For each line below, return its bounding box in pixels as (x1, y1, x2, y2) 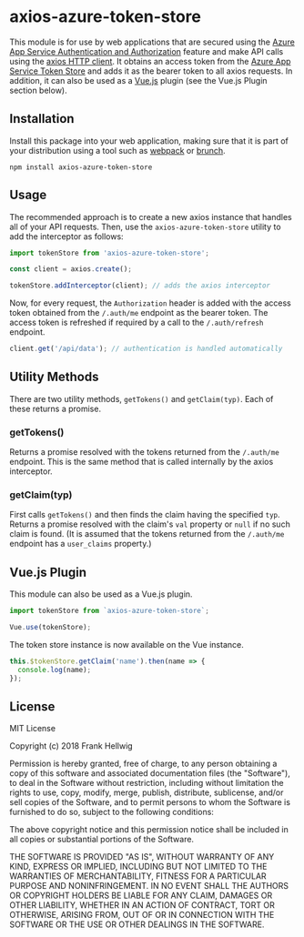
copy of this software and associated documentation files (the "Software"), (9, 768, 291, 779)
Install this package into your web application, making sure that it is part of (9, 135, 289, 146)
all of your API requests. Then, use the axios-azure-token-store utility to (9, 221, 281, 232)
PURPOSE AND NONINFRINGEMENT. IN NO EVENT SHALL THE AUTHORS (9, 881, 289, 892)
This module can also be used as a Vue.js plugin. (9, 589, 193, 599)
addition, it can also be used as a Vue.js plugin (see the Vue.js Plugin (9, 75, 268, 86)
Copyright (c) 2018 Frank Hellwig (9, 741, 134, 751)
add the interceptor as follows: (9, 230, 125, 242)
